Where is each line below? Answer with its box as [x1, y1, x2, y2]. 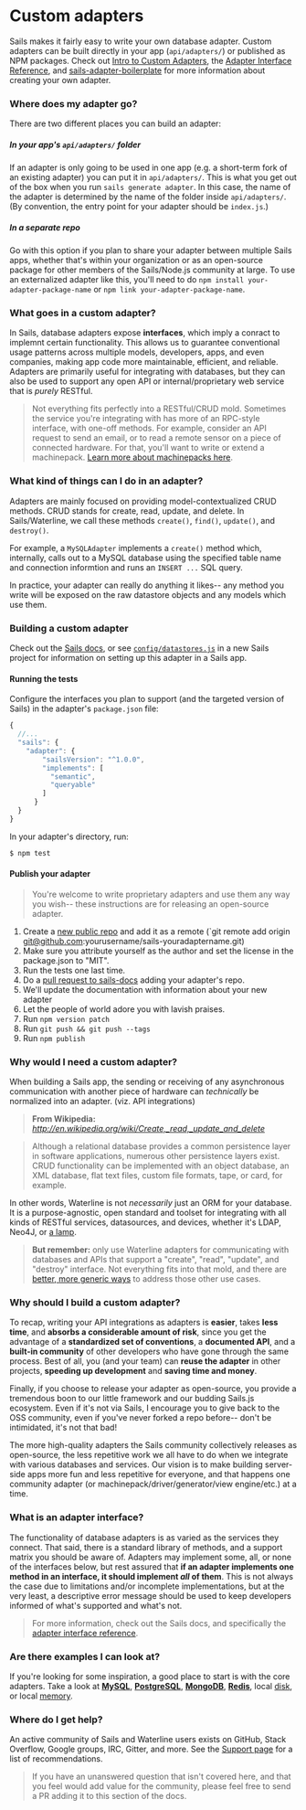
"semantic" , [49, 772, 96, 782]
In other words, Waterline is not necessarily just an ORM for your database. [9, 1198, 292, 1208]
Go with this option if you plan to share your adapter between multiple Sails [9, 245, 292, 256]
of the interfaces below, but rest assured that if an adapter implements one [9, 1560, 294, 1572]
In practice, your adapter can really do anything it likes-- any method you [9, 580, 285, 591]
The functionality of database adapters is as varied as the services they [9, 1532, 280, 1543]
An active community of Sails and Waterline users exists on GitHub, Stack [9, 1734, 287, 1745]
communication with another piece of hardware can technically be [9, 1086, 259, 1097]
